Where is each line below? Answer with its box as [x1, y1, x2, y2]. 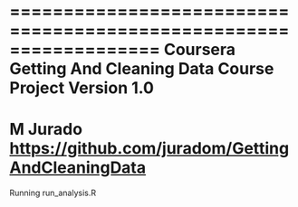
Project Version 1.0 [9, 78, 154, 99]
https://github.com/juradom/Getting [9, 138, 290, 159]
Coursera [163, 40, 236, 60]
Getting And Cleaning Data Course [9, 59, 274, 80]
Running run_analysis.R [9, 187, 97, 199]
